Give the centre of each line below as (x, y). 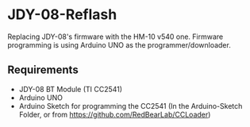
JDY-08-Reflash (62, 15)
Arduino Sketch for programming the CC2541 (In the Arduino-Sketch (131, 106)
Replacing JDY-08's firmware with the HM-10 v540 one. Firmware (115, 37)
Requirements (43, 70)
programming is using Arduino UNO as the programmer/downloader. (119, 44)
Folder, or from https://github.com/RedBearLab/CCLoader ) (115, 114)
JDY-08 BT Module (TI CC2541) (71, 89)
